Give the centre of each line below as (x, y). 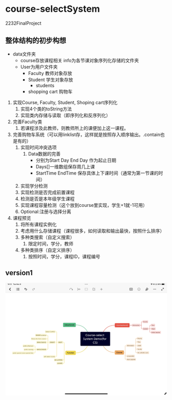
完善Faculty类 (27, 122)
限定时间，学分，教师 (51, 243)
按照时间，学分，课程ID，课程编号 (64, 256)
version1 (19, 273)
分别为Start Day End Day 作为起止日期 (76, 160)
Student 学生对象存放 (51, 80)
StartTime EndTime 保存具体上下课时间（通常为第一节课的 (97, 173)
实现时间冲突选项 (39, 147)
